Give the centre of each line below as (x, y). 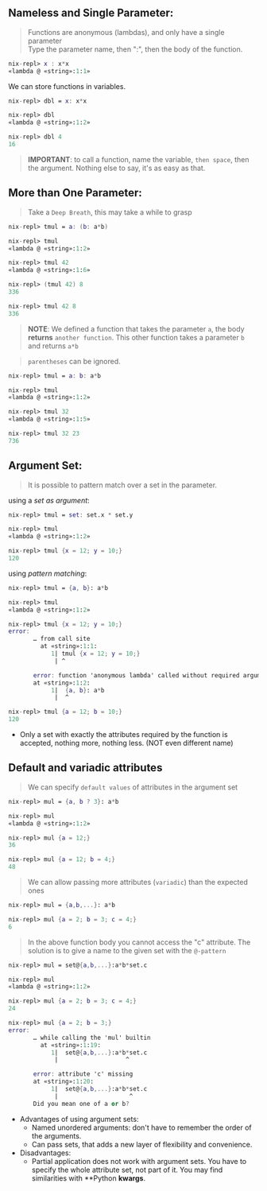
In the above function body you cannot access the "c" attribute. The (139, 942)
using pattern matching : (48, 573)
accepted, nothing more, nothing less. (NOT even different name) (126, 743)
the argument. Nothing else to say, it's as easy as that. (116, 168)
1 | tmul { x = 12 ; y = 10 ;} (95, 654)
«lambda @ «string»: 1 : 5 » (49, 419)
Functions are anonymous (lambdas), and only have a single (126, 32)
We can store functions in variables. (67, 86)
